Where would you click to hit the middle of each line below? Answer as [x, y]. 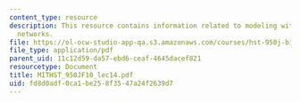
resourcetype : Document [54, 67]
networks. [35, 34]
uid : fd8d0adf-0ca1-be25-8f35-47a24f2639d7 [92, 83]
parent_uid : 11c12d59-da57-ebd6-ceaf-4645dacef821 [105, 59]
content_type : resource [54, 17]
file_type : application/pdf [62, 51]
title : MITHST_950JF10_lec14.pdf [71, 75]
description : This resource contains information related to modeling [143, 26]
